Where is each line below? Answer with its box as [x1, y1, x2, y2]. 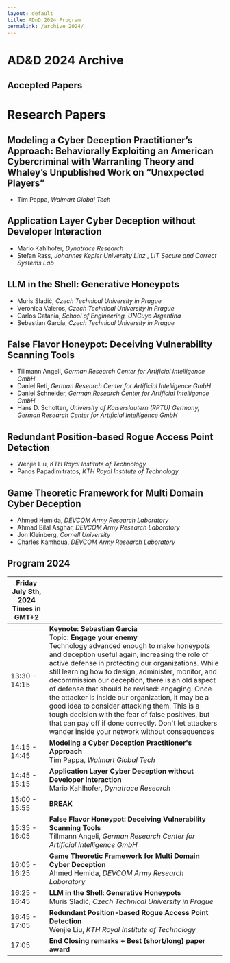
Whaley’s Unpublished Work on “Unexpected [7, 166, 205, 178]
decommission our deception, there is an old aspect [49, 675, 216, 685]
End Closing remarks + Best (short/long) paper [49, 936, 206, 945]
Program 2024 [7, 558, 71, 569]
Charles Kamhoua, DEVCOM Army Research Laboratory [16, 538, 176, 546]
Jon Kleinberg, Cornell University [16, 531, 111, 539]
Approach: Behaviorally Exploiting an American [7, 145, 214, 156]
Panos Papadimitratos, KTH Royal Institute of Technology [16, 467, 179, 475]
